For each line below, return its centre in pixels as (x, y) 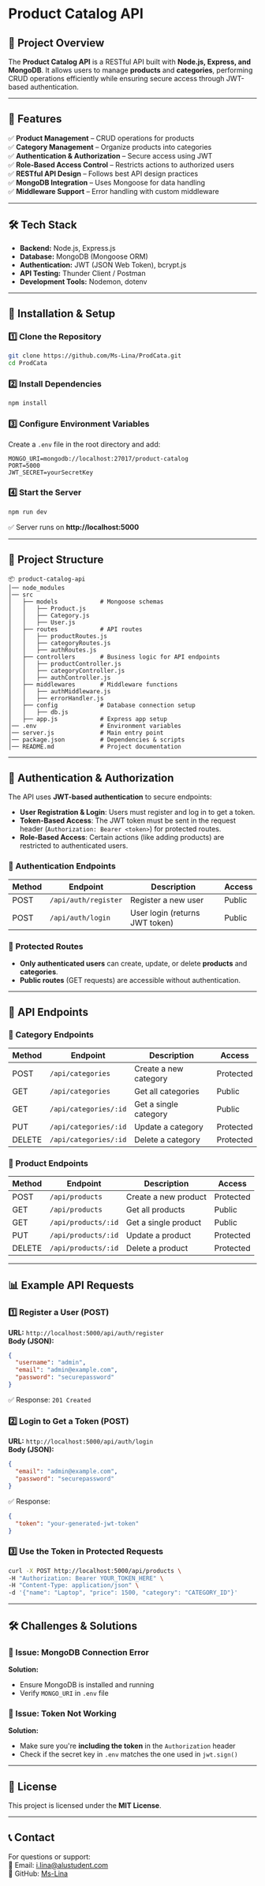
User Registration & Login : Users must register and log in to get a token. (137, 812)
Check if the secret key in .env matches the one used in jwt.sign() (129, 1754)
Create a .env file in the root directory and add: (84, 444)
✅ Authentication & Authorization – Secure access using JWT (110, 155)
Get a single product (164, 1222)
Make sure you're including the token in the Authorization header (127, 1746)
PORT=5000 (24, 465)
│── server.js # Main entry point (86, 733)
